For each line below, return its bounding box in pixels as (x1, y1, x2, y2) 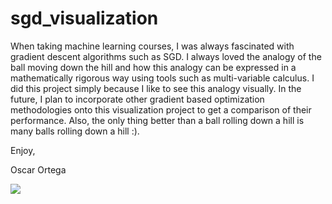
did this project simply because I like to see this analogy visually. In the (10, 82, 302, 94)
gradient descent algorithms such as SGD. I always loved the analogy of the (10, 50, 322, 62)
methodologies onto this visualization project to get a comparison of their (10, 103, 312, 116)
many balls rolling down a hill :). (10, 125, 140, 137)
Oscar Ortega (10, 163, 67, 176)
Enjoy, (10, 144, 36, 156)
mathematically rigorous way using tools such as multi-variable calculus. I (10, 72, 315, 84)
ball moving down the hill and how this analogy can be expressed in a (10, 61, 297, 73)
